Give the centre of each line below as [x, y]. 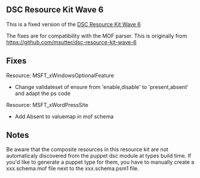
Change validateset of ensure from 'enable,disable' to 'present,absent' [102, 87]
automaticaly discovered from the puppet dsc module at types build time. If [99, 156]
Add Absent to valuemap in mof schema [64, 116]
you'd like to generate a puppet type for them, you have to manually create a [100, 162]
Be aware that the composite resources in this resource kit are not [87, 149]
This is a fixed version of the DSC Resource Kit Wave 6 [74, 24]
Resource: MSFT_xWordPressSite [47, 105]
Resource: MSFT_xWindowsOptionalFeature [60, 75]
